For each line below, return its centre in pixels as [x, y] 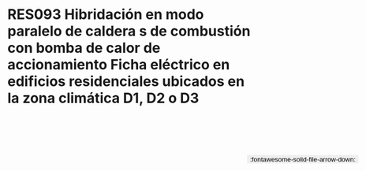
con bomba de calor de [84, 48]
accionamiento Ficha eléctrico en [119, 65]
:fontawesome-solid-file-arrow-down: [303, 159]
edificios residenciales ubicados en [126, 82]
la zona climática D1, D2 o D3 [103, 98]
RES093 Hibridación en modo [106, 15]
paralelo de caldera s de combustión [129, 31]
